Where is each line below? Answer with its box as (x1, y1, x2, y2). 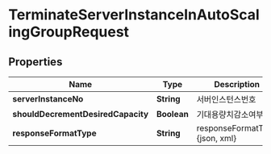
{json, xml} (196, 133, 237, 144)
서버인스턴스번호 (196, 94, 256, 105)
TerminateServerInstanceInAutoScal (8, 6, 260, 24)
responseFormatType (12, 127, 97, 139)
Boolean (156, 109, 190, 119)
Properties (8, 55, 63, 69)
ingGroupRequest (8, 23, 130, 41)
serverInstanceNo (12, 94, 84, 104)
